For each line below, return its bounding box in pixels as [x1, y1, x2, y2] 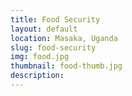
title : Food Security [10, 14, 101, 25]
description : [10, 71, 65, 81]
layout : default [10, 24, 78, 34]
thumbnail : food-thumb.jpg [10, 61, 123, 71]
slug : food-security [10, 42, 97, 53]
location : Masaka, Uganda [10, 33, 118, 43]
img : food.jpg [10, 52, 70, 62]
